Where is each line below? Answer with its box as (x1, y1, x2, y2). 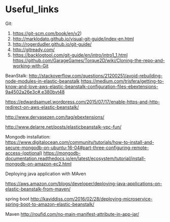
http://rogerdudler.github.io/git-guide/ (12, 41, 92, 47)
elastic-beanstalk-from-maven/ (5, 186, 71, 192)
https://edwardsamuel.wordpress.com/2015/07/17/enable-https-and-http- (5, 98, 160, 105)
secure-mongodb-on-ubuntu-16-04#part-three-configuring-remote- (5, 144, 149, 151)
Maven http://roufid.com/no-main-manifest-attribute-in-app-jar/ (5, 211, 140, 217)
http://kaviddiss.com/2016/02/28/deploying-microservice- (30, 196, 153, 202)
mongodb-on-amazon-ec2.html (5, 160, 72, 166)
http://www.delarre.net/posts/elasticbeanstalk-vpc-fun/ (5, 124, 122, 130)
